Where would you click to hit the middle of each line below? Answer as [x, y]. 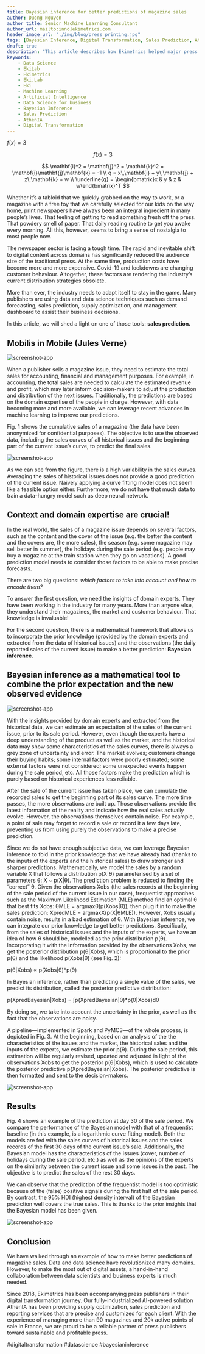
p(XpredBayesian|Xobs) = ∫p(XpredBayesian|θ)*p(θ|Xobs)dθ [83, 1000]
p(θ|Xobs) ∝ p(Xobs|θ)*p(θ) [42, 970]
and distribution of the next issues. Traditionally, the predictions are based [100, 395]
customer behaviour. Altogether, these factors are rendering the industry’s [100, 274]
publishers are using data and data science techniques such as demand [97, 299]
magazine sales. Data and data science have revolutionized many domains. [101, 1263]
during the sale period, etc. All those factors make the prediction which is [99, 772]
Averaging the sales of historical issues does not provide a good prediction [101, 476]
